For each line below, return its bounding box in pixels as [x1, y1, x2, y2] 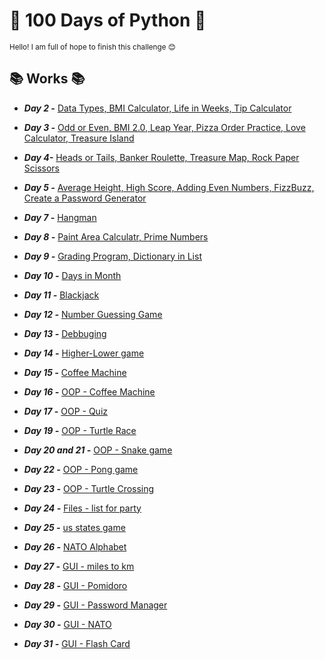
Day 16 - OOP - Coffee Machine [23, 385, 156, 398]
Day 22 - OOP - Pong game [23, 463, 139, 475]
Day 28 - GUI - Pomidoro [23, 579, 128, 591]
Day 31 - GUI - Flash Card [23, 637, 131, 649]
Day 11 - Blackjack [23, 289, 100, 301]
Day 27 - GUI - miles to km [23, 560, 135, 572]
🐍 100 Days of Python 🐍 [9, 9, 207, 32]
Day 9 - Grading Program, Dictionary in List [23, 250, 202, 262]
